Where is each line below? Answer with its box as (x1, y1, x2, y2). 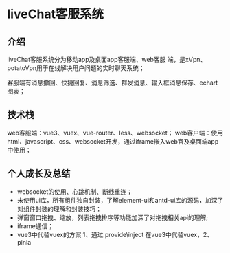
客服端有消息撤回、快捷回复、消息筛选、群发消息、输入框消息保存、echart (7, 78, 218, 87)
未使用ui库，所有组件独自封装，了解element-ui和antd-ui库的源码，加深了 (16, 196, 224, 204)
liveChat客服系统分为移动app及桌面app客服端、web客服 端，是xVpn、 (7, 56, 207, 63)
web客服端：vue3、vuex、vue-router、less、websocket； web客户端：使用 (7, 129, 223, 137)
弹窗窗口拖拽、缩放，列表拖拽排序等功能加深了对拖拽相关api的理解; (16, 213, 208, 221)
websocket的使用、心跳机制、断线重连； (16, 187, 133, 196)
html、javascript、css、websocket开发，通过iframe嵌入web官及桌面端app (7, 137, 219, 145)
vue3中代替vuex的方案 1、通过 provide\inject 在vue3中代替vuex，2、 (16, 230, 213, 239)
